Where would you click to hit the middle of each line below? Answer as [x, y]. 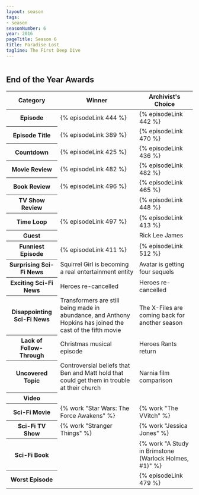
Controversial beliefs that [95, 365]
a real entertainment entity [97, 272]
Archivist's [165, 96]
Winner [97, 100]
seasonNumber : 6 [26, 28]
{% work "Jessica [163, 426]
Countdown [32, 152]
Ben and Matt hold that [92, 372]
